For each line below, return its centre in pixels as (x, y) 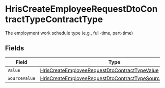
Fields (15, 48)
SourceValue (22, 78)
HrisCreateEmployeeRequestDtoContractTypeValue (99, 70)
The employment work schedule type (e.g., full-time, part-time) (69, 33)
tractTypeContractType (54, 19)
